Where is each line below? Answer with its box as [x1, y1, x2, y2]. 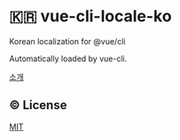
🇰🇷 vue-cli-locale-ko [9, 6, 172, 27]
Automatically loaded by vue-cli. [9, 53, 128, 64]
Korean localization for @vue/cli [9, 35, 126, 46]
